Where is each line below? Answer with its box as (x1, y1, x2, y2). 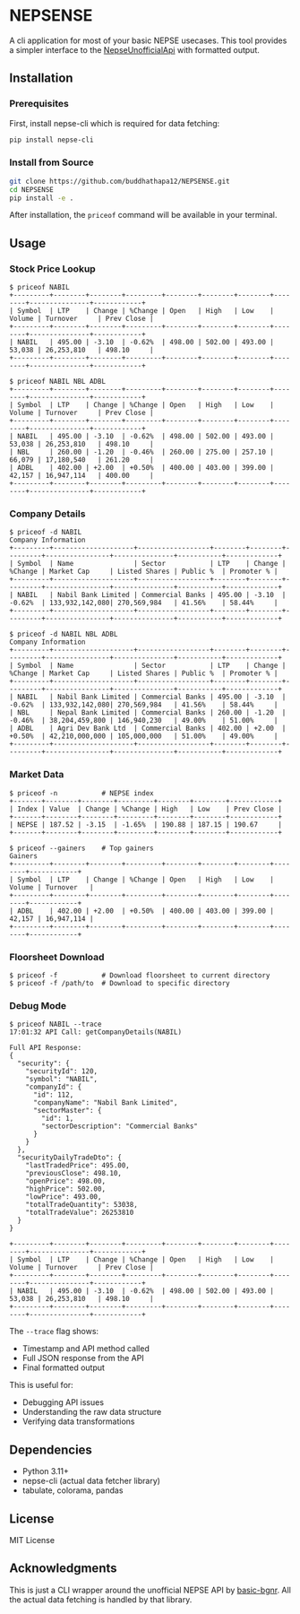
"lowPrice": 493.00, (25, 1193, 102, 1202)
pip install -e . (9, 194, 74, 203)
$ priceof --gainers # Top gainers (9, 844, 154, 853)
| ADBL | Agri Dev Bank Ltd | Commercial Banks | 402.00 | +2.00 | (9, 724, 287, 733)
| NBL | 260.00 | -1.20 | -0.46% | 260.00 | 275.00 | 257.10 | (9, 447, 275, 457)
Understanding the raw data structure (21, 1407, 162, 1418)
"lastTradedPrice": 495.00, (25, 1161, 130, 1170)
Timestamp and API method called (21, 1343, 150, 1354)
